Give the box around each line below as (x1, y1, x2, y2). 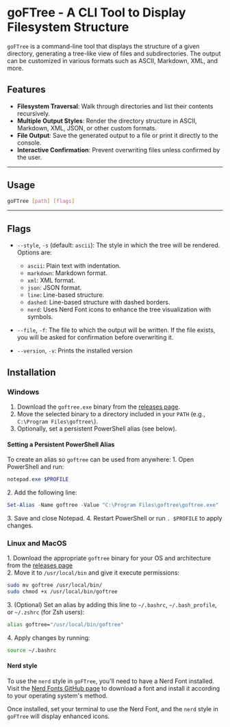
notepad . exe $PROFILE (7, 476, 69, 483)
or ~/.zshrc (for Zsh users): (7, 608, 85, 616)
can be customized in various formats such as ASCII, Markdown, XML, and (7, 56, 218, 64)
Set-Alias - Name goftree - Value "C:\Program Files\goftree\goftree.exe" (7, 502, 219, 509)
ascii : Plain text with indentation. (27, 262, 121, 270)
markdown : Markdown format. (27, 269, 107, 277)
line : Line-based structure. (27, 291, 105, 299)
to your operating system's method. (7, 691, 108, 700)
